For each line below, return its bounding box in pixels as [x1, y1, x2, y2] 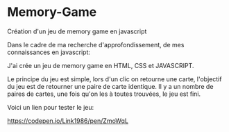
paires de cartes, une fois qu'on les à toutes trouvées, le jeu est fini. [7, 90, 201, 98]
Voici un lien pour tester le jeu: [7, 103, 94, 111]
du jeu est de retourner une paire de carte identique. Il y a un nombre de [7, 82, 214, 90]
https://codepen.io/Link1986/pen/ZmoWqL [7, 116, 128, 125]
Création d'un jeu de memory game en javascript [7, 27, 147, 35]
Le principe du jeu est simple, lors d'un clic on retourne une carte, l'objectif [7, 74, 222, 83]
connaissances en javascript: [7, 48, 91, 56]
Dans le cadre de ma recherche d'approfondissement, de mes [7, 40, 185, 49]
